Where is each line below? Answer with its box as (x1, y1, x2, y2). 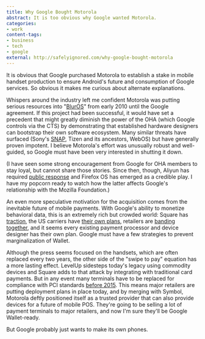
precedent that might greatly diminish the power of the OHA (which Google (6, 116, 195, 123)
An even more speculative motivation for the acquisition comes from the (6, 198, 188, 205)
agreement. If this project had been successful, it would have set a (6, 109, 174, 116)
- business (6, 37, 34, 43)
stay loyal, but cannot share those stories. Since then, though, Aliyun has (6, 166, 190, 174)
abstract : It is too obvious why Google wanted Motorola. (6, 15, 157, 21)
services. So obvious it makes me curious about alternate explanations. (6, 84, 185, 92)
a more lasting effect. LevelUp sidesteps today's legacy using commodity (6, 261, 191, 269)
